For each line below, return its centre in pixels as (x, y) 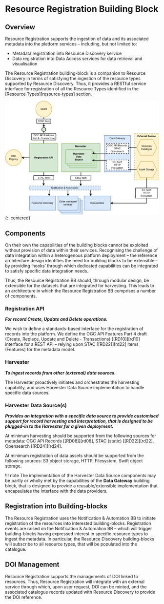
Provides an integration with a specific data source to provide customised (82, 416)
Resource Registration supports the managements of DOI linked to (72, 576)
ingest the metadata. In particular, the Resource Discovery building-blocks (80, 539)
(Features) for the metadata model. (40, 350)
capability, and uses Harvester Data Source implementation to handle (75, 387)
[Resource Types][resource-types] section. (49, 94)
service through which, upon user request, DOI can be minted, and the (76, 586)
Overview (20, 27)
